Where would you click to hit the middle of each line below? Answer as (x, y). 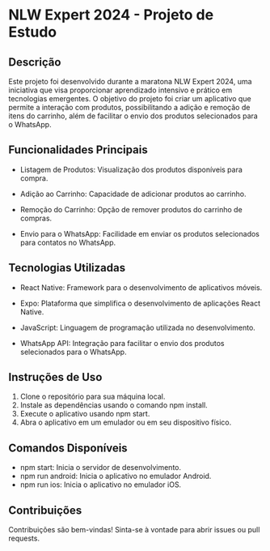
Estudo (33, 32)
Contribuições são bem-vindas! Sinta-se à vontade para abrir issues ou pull (134, 530)
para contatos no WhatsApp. (67, 242)
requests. (24, 538)
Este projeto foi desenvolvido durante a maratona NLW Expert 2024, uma (130, 81)
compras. (36, 218)
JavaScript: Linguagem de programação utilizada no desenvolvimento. (138, 327)
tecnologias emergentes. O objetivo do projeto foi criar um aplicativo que (130, 98)
